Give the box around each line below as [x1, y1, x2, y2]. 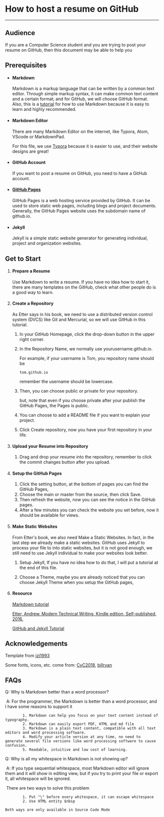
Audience [5, 29, 36, 37]
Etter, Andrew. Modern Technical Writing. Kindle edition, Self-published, [12, 610, 157, 616]
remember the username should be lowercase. [19, 378, 114, 384]
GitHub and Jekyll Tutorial [12, 625, 64, 631]
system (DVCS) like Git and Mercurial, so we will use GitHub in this [12, 316, 146, 322]
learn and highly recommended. [12, 106, 77, 112]
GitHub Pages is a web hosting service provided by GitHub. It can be [12, 197, 150, 203]
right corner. [19, 336, 45, 342]
